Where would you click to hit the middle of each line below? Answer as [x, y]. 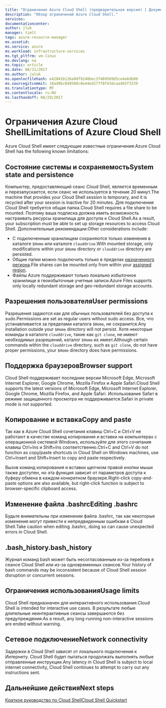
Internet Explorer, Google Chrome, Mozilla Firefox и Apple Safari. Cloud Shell [82, 383]
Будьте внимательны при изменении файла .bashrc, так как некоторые [80, 516]
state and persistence [40, 175]
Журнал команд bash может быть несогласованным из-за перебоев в [80, 560]
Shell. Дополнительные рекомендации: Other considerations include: [77, 229]
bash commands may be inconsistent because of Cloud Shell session [76, 570]
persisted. [22, 254]
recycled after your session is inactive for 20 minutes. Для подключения [80, 202]
